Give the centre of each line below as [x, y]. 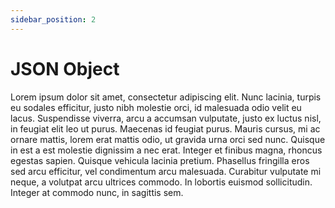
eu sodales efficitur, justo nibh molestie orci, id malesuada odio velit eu [156, 107]
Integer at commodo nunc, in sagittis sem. [97, 192]
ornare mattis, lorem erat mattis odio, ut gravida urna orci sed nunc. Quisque [168, 139]
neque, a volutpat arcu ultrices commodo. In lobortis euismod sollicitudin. [161, 182]
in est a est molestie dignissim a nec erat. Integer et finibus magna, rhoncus [166, 150]
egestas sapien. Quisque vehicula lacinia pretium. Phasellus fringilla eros [160, 160]
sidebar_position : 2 [53, 19]
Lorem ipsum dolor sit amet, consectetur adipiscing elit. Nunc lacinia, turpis [166, 97]
